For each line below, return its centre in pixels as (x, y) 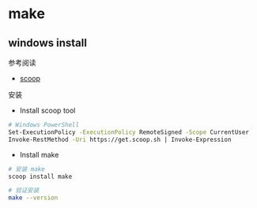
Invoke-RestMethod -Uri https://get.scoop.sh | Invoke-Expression (120, 139)
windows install (47, 43)
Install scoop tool (47, 110)
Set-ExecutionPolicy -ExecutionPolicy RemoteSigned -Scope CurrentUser (128, 132)
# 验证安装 (24, 191)
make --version (33, 198)
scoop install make (40, 176)
